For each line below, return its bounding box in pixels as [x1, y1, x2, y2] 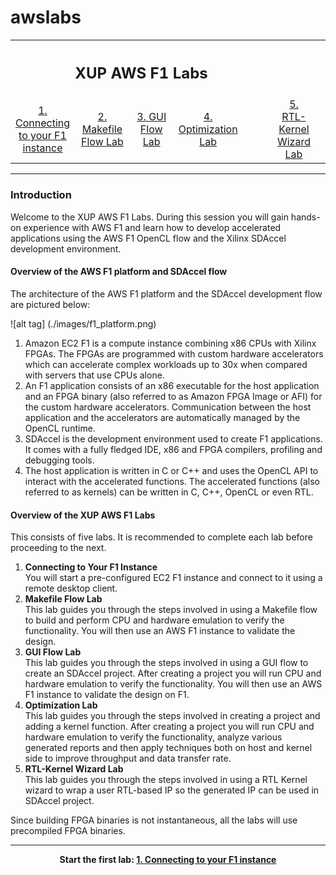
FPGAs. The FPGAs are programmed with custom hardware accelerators [24, 347, 324, 360]
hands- [290, 211, 321, 223]
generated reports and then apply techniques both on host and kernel [24, 742, 313, 754]
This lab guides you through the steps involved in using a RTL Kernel [24, 774, 308, 786]
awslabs [10, 6, 82, 29]
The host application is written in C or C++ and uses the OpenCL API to [24, 464, 319, 476]
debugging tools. [24, 454, 95, 466]
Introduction [10, 188, 72, 202]
